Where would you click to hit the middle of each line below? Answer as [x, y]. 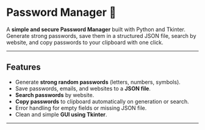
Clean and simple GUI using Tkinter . [61, 114]
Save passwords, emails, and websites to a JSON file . [83, 88]
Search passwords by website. [55, 95]
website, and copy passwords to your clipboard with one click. [85, 42]
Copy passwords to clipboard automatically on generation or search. [102, 101]
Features [23, 67]
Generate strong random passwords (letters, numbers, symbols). [98, 82]
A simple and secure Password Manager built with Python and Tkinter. [96, 29]
